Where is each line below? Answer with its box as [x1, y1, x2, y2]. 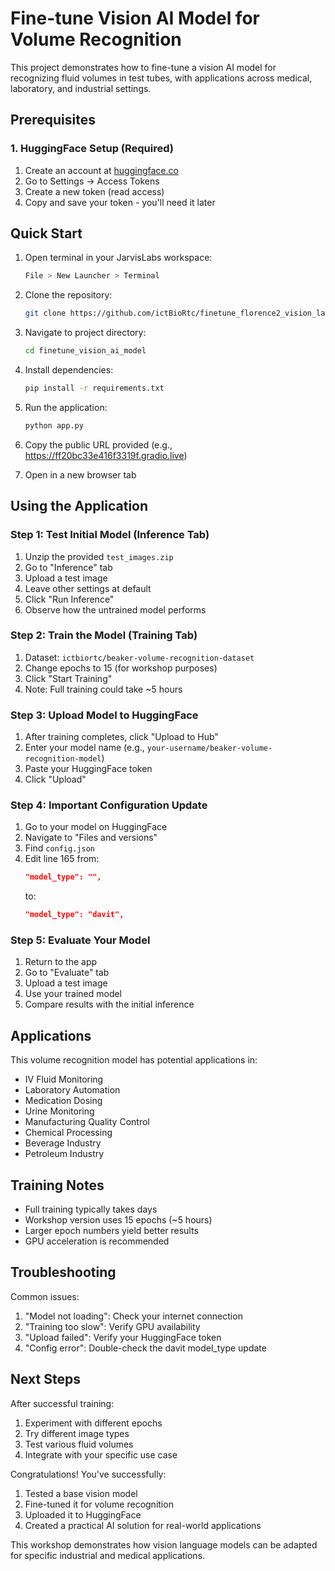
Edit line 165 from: [24, 853, 100, 865]
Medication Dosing [24, 1095, 103, 1107]
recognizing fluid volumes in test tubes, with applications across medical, [10, 72, 313, 84]
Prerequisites [10, 112, 96, 129]
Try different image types [24, 1427, 130, 1439]
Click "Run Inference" [24, 593, 115, 605]
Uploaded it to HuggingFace [24, 1508, 142, 1521]
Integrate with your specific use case [24, 1448, 178, 1461]
